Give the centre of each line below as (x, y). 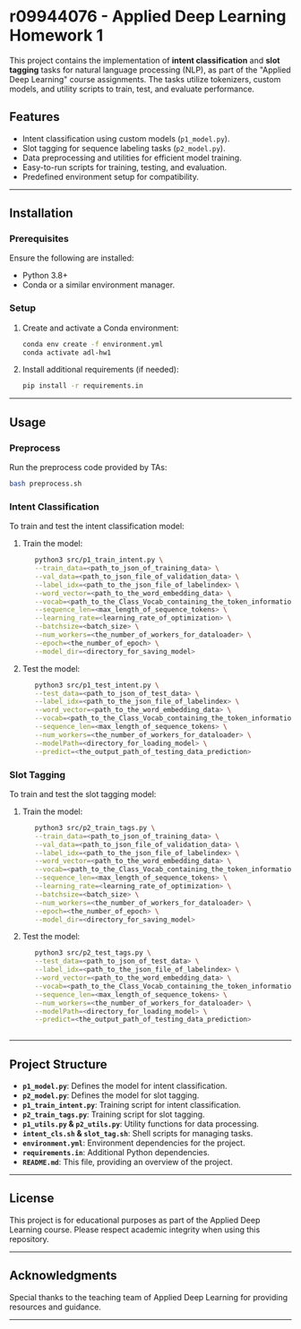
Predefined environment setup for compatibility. (110, 176)
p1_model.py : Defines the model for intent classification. (125, 1085)
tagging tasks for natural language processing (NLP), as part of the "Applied (150, 70)
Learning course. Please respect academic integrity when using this (135, 1230)
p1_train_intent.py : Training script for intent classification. (132, 1104)
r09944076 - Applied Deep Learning (148, 17)
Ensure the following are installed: (72, 258)
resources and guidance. (55, 1307)
